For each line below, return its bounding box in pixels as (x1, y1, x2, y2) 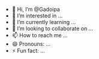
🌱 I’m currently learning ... (11, 19, 76, 25)
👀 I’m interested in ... (11, 12, 63, 19)
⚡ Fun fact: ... (11, 47, 45, 54)
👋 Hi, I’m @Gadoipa (11, 6, 60, 13)
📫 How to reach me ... (11, 32, 68, 39)
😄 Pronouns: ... (11, 40, 51, 48)
